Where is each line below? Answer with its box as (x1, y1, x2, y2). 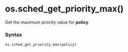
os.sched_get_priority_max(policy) (5, 42, 77, 47)
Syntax (5, 31, 22, 38)
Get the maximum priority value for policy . (5, 19, 90, 25)
